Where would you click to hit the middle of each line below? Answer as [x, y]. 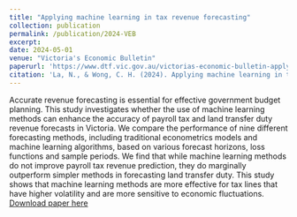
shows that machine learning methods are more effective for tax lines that [144, 184]
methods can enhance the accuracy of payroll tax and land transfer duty [141, 118]
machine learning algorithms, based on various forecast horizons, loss [137, 146]
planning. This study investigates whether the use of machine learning [137, 109]
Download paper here [49, 203]
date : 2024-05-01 [41, 50]
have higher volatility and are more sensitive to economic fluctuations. [137, 193]
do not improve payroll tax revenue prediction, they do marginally [128, 165]
